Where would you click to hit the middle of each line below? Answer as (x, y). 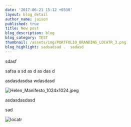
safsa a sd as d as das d (30, 71)
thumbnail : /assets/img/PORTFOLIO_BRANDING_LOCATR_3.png (66, 42)
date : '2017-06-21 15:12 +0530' (39, 10)
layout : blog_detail (27, 14)
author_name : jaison (27, 19)
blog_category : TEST (27, 38)
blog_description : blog (30, 33)
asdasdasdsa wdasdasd (30, 80)
